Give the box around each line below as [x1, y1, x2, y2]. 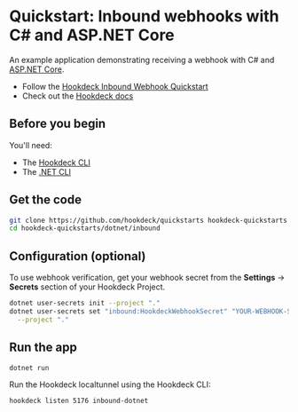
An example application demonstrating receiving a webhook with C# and [9, 54, 275, 65]
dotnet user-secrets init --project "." [9, 299, 161, 308]
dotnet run [9, 363, 50, 372]
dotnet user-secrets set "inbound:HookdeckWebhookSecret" [9, 307, 228, 316]
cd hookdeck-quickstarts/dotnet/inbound [9, 224, 161, 233]
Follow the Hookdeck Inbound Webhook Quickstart [21, 81, 208, 91]
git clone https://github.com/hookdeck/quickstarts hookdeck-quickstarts [9, 216, 288, 225]
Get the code [9, 193, 82, 208]
